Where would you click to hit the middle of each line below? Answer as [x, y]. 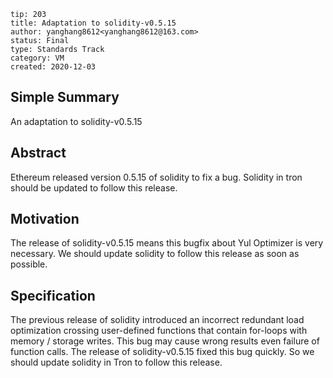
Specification [53, 295]
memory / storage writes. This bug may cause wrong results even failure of [165, 341]
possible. [29, 264]
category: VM [37, 58]
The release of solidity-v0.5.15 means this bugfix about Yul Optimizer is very [167, 243]
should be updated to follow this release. [94, 187]
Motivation [45, 219]
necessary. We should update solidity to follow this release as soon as [155, 254]
